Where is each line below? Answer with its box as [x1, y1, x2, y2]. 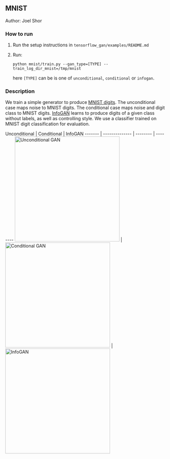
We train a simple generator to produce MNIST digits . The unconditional [5, 99, 156, 105]
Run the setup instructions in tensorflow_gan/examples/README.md [12, 42, 149, 48]
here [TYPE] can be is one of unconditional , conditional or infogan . [12, 75, 155, 81]
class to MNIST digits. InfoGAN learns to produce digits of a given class [5, 110, 155, 116]
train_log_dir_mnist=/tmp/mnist [12, 66, 81, 71]
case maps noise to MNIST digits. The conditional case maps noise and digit [5, 104, 165, 111]
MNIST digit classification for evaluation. [5, 121, 90, 127]
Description [5, 88, 35, 95]
